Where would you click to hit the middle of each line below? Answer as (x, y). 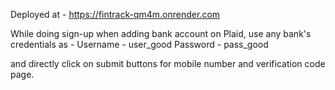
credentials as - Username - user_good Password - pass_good (139, 44)
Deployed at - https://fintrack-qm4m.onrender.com (115, 14)
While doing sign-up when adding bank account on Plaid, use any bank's (161, 33)
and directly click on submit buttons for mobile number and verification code (168, 63)
